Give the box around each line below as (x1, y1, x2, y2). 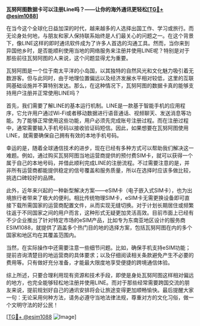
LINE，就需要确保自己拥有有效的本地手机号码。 (6, 132, 122, 139)
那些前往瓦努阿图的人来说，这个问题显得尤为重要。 (6, 55, 132, 61)
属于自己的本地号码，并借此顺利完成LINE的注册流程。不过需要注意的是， (6, 159, 185, 166)
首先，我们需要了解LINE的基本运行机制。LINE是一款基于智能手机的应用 (6, 102, 180, 109)
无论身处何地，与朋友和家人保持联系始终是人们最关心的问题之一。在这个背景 (6, 32, 194, 39)
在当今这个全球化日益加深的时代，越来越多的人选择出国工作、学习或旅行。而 (6, 25, 194, 32)
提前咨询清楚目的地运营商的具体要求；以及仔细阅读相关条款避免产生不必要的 (6, 252, 194, 258)
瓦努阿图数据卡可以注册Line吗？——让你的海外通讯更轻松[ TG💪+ (6, 6, 164, 12)
